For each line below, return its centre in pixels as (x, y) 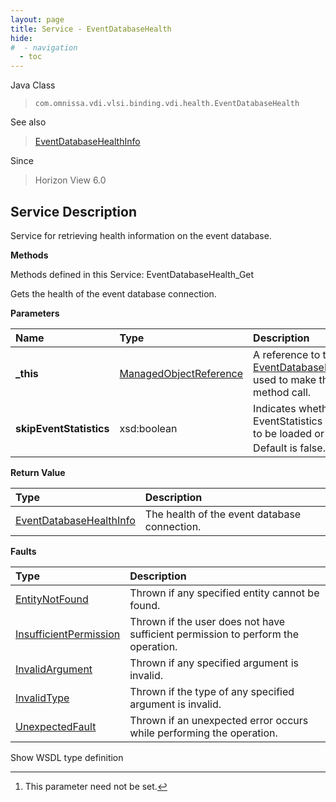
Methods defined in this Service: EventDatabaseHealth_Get (132, 274)
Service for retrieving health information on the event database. (141, 235)
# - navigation (44, 47)
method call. (282, 392)
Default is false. (289, 448)
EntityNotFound (52, 599)
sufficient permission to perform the (214, 634)
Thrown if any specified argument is (214, 663)
